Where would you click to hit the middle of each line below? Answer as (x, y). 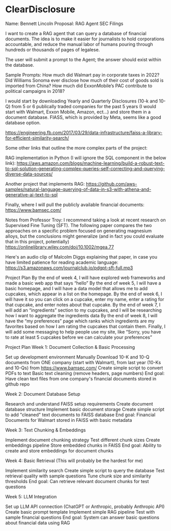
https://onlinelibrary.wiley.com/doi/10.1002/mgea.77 (60, 247)
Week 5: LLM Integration (31, 496)
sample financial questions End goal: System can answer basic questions (82, 517)
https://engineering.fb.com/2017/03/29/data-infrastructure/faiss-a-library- (84, 132)
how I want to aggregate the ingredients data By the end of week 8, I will (81, 315)
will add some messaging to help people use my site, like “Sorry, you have (83, 332)
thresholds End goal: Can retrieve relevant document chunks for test (77, 481)
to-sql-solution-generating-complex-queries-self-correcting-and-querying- (85, 168)
